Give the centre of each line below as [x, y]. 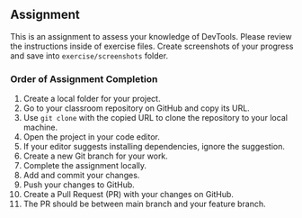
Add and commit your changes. [81, 176]
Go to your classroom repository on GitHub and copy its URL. [136, 108]
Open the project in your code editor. [92, 137]
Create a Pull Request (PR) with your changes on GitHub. [129, 195]
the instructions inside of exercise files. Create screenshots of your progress [152, 46]
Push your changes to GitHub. [79, 185]
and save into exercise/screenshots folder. [89, 55]
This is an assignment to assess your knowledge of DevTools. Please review [151, 36]
